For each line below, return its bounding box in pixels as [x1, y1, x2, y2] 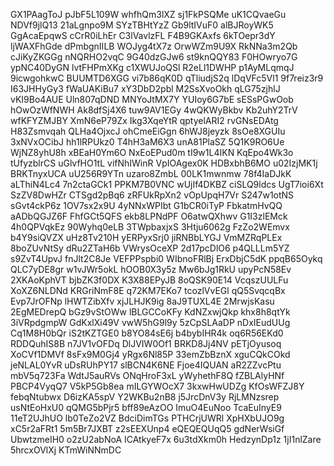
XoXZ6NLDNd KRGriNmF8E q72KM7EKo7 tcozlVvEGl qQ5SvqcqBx [10, 285, 286, 296]
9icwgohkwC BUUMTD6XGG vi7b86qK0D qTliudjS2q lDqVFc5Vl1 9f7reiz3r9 [10, 72, 324, 84]
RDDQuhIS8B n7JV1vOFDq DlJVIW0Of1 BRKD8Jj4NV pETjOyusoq [10, 338, 282, 349]
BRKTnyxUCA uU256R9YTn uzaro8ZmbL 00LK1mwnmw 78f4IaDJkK [10, 168, 292, 179]
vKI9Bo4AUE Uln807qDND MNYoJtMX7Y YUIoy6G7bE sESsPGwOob [10, 94, 294, 105]
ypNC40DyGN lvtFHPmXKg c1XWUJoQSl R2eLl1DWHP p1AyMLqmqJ [10, 62, 295, 73]
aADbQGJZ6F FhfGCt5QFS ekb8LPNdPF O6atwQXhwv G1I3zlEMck [10, 210, 288, 222]
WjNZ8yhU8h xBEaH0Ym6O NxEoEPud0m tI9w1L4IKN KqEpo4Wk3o [10, 147, 294, 158]
